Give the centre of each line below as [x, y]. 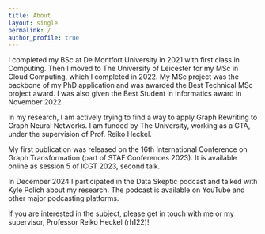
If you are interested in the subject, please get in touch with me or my [121, 213]
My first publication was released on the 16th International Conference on [128, 149]
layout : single [33, 23]
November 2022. [36, 102]
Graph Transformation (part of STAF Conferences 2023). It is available [123, 158]
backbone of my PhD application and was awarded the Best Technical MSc [131, 85]
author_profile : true [44, 38]
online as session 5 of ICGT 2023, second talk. [84, 166]
